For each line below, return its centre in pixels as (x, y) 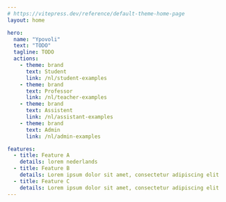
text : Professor (49, 91)
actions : (26, 59)
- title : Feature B (42, 169)
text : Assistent (49, 111)
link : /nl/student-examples (66, 78)
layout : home (26, 20)
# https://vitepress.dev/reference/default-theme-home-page (96, 14)
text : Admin (43, 130)
